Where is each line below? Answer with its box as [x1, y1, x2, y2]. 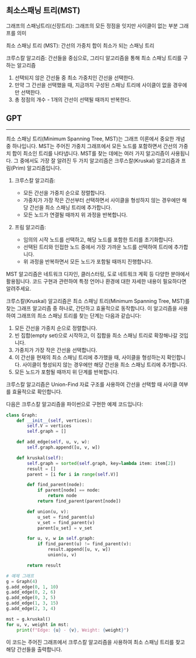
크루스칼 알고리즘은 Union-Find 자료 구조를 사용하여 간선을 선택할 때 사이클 [6, 381, 178, 388]
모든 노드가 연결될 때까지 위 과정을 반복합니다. [23, 211, 128, 218]
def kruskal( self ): [16, 455, 64, 461]
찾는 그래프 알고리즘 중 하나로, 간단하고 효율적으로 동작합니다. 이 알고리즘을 [6, 305, 177, 312]
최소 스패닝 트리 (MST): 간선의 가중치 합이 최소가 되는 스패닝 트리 [6, 42, 155, 49]
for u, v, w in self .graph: [27, 536, 95, 542]
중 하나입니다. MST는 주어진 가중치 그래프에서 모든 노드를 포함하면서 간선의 [6, 142, 178, 149]
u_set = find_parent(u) [37, 514, 95, 520]
